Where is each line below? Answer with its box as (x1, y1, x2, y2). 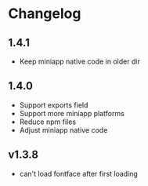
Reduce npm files (19, 117, 77, 126)
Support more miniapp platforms (19, 108, 125, 118)
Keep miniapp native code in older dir (19, 57, 141, 66)
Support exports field (19, 100, 88, 110)
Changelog (8, 5, 81, 23)
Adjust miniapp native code (19, 125, 108, 134)
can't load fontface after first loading (19, 169, 139, 178)
